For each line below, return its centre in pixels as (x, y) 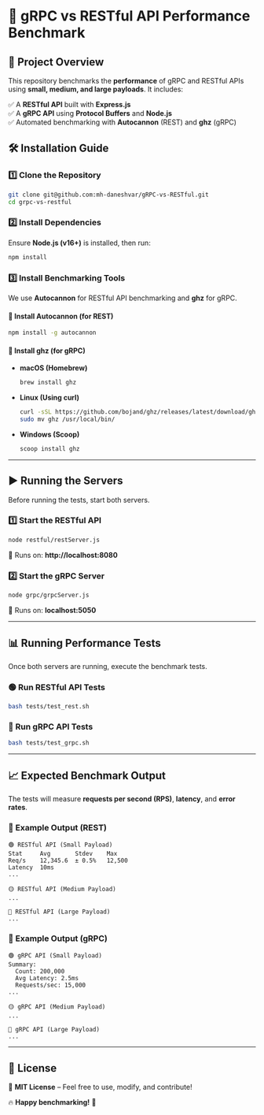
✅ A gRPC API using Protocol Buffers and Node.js (90, 113)
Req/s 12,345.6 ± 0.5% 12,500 (68, 861)
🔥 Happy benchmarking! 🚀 (52, 1102)
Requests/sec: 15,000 (51, 985)
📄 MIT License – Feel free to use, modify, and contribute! (100, 1087)
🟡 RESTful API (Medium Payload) (62, 890)
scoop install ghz (49, 448)
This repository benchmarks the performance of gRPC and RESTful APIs (126, 81)
